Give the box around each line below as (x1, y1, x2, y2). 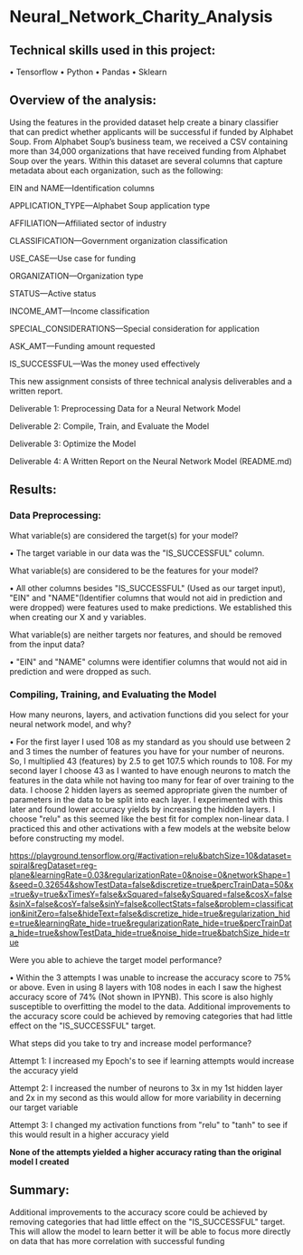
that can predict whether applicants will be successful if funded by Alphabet (9, 126, 294, 137)
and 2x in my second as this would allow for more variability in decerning (9, 1092, 282, 1103)
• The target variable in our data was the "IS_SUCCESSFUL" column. (9, 547, 265, 559)
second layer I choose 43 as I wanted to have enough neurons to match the (9, 764, 291, 776)
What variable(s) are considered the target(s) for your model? (9, 530, 239, 540)
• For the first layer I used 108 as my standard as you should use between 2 (9, 736, 291, 747)
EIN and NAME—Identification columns (9, 182, 156, 193)
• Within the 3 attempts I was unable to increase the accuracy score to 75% (9, 972, 291, 983)
